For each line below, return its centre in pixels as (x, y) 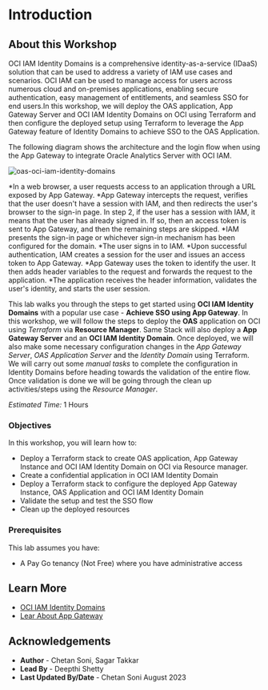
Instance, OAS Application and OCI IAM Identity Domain (112, 492)
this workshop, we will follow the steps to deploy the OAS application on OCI (134, 321)
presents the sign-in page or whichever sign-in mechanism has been (122, 237)
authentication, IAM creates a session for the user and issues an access (127, 255)
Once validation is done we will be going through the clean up (110, 381)
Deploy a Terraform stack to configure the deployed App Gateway (128, 484)
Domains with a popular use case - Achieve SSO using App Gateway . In (128, 313)
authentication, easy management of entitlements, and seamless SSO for (128, 97)
